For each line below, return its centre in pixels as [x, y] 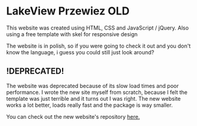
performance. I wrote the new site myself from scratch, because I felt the [97, 92]
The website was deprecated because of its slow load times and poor [92, 86]
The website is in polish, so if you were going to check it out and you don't [98, 46]
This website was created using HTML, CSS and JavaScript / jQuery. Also [98, 28]
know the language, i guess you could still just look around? [80, 52]
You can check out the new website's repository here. [73, 116]
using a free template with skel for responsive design [72, 34]
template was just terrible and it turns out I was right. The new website [93, 98]
